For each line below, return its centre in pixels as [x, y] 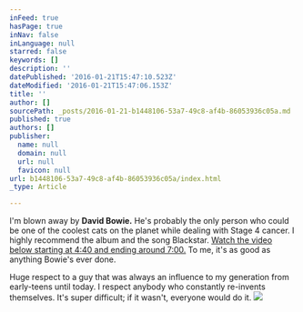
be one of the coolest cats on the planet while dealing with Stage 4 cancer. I [152, 231]
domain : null [42, 153]
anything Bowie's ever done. [63, 259]
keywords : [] [34, 60]
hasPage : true [36, 26]
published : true [40, 119]
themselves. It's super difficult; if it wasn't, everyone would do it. [131, 297]
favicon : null [44, 170]
